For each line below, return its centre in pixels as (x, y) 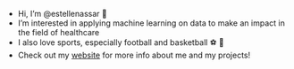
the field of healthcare (59, 32)
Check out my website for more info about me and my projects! (134, 55)
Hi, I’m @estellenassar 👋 (62, 14)
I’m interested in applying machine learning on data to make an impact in (151, 23)
